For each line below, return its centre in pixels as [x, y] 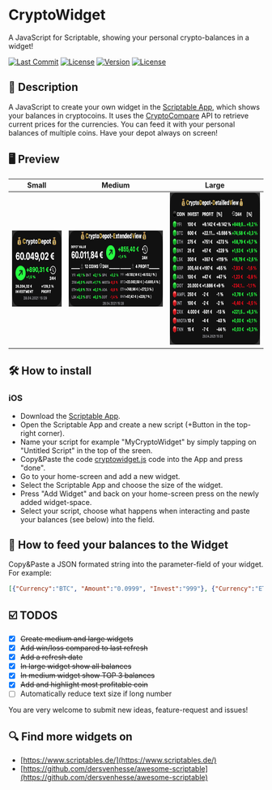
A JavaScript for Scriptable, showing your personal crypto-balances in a [129, 37]
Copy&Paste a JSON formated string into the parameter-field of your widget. [136, 564]
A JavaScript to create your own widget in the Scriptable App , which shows [134, 106]
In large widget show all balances [76, 667]
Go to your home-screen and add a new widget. [100, 476]
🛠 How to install [50, 371]
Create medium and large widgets [76, 639]
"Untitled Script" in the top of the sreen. [86, 450]
